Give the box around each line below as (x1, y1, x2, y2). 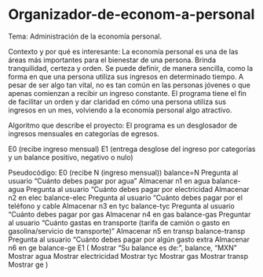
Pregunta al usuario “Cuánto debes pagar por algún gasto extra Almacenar (8, 235, 250, 244)
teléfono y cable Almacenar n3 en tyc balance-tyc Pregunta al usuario (8, 201, 236, 210)
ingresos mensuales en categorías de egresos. (8, 128, 159, 138)
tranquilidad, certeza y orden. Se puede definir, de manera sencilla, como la (8, 63, 254, 72)
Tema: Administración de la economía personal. (8, 31, 163, 41)
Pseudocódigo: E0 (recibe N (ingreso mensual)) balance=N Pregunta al (8, 168, 239, 177)
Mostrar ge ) (8, 260, 49, 269)
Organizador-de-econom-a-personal (8, 6, 255, 24)
